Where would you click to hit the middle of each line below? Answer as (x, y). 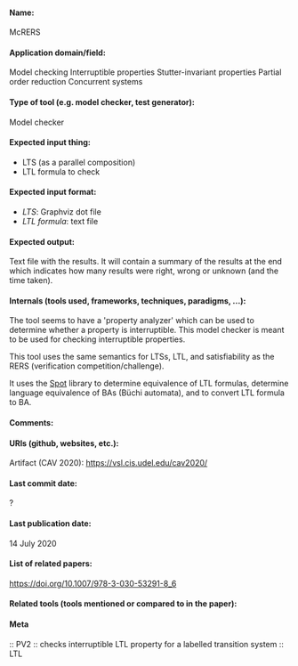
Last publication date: (50, 524)
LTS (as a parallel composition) (79, 162)
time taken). (31, 280)
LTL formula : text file (60, 222)
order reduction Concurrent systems (76, 82)
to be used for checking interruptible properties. (97, 339)
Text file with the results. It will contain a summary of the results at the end (146, 262)
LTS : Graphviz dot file (62, 212)
